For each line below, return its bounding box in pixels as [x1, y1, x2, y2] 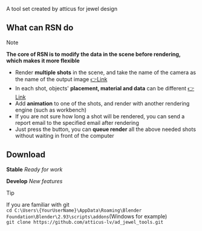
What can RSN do [6, 22, 74, 33]
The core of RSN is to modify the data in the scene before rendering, [6, 50, 181, 58]
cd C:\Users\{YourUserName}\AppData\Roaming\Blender [6, 207, 142, 213]
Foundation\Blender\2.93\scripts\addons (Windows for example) [6, 212, 168, 220]
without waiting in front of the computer [15, 132, 115, 139]
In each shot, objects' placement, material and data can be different [15, 84, 186, 92]
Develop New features [6, 177, 63, 184]
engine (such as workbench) [15, 106, 86, 113]
